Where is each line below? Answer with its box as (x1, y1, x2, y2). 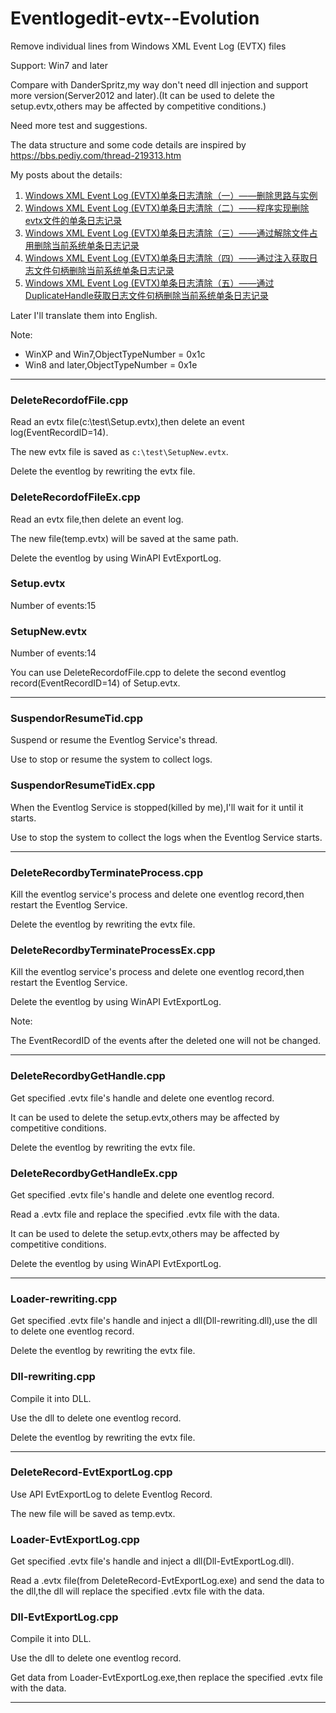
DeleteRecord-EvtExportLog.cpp (10, 1465, 173, 1479)
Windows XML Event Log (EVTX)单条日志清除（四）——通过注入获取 (24, 252, 310, 264)
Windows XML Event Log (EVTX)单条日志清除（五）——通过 (24, 277, 275, 289)
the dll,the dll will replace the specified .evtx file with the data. (10, 1585, 265, 1597)
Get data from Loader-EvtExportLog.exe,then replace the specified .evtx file (10, 1672, 323, 1684)
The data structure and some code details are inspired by (10, 138, 247, 151)
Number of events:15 (10, 599, 97, 611)
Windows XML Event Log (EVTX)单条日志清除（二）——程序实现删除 (24, 202, 310, 214)
